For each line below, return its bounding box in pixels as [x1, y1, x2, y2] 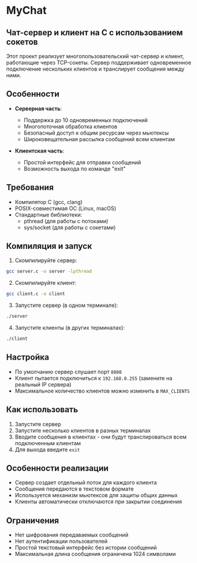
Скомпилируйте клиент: [14, 279, 76, 287]
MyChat [6, 4, 47, 17]
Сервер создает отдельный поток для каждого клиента [14, 479, 157, 486]
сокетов [6, 36, 38, 47]
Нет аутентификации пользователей [14, 538, 107, 545]
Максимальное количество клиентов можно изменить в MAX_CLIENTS [14, 387, 190, 394]
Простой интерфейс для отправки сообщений [23, 159, 141, 166]
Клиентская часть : [14, 147, 64, 154]
